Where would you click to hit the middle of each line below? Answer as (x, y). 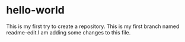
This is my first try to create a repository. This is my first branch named (93, 26)
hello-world (36, 10)
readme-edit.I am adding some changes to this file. (68, 32)
